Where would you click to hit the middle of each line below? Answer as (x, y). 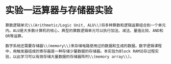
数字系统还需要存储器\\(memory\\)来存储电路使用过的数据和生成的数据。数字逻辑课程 (84, 46)
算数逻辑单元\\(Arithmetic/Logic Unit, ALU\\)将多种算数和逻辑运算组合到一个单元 (86, 25)
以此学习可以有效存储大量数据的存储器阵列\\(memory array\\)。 (73, 56)
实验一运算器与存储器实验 (59, 10)
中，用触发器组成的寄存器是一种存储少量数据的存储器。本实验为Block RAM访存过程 (80, 51)
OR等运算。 (15, 36)
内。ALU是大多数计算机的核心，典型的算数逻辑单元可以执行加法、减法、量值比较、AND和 (84, 30)
